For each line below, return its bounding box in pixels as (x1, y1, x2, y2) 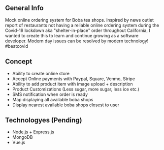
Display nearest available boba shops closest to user (12, 102, 120, 108)
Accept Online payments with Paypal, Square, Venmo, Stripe (12, 76, 135, 82)
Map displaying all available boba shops (12, 96, 94, 102)
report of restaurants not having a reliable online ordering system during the (5, 22, 159, 28)
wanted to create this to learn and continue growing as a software (5, 32, 139, 38)
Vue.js (12, 140, 26, 146)
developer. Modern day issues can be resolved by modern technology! (5, 38, 149, 44)
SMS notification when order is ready (12, 91, 88, 97)
